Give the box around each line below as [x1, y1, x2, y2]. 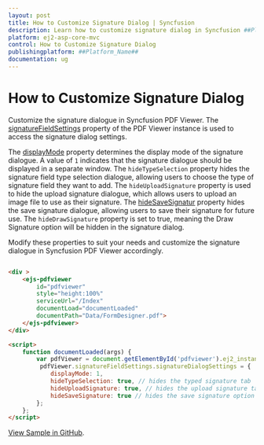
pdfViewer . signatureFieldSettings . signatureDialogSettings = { [39, 362, 251, 370]
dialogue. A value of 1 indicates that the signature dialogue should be [8, 155, 233, 165]
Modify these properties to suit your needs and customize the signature [8, 237, 240, 247]
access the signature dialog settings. [8, 131, 127, 142]
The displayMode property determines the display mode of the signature [8, 147, 244, 156]
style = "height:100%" [36, 290, 104, 298]
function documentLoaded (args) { [22, 348, 132, 356]
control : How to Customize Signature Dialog [8, 41, 156, 49]
